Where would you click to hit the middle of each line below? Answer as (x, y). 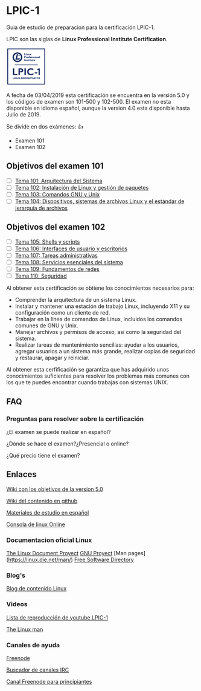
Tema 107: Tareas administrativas (56, 255)
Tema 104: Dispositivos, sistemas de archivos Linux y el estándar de (100, 201)
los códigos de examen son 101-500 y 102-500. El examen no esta (89, 101)
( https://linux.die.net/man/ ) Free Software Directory (70, 559)
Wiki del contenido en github (42, 501)
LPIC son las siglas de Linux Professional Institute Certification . (87, 39)
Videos (17, 604)
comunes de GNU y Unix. (46, 325)
